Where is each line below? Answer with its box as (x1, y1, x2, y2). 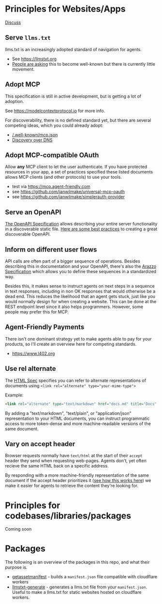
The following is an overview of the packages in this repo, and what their (5, 559, 150, 565)
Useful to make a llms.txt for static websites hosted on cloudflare (12, 589, 142, 595)
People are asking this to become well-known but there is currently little (12, 61, 156, 67)
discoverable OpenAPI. (5, 231, 51, 237)
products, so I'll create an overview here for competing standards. (5, 341, 137, 347)
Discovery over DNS (12, 137, 53, 143)
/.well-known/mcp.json (12, 132, 58, 138)
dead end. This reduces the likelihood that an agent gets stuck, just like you (5, 293, 156, 299)
